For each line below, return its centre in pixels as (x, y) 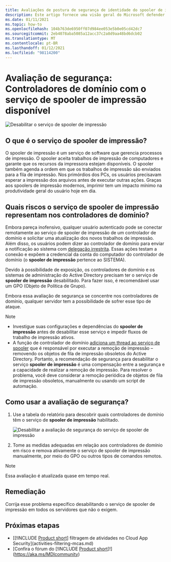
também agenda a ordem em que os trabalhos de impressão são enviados (83, 169)
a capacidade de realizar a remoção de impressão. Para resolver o (82, 370)
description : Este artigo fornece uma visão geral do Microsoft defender (85, 15)
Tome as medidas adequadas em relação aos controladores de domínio (88, 445)
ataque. (13, 307)
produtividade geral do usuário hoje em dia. (51, 191)
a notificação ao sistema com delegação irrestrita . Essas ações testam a (81, 249)
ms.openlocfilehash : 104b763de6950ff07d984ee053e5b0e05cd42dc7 (74, 29)
